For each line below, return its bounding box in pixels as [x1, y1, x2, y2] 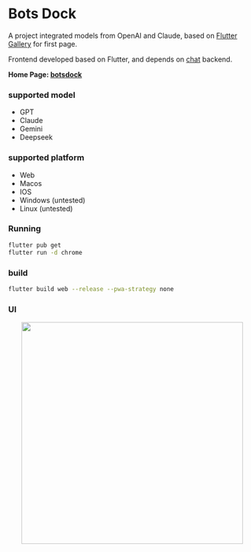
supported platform [8, 152, 85, 163]
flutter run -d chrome [8, 248, 83, 256]
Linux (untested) [19, 203, 73, 213]
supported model [8, 89, 76, 100]
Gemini [19, 124, 43, 134]
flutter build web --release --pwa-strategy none [8, 285, 175, 293]
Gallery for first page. [8, 39, 78, 48]
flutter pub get [8, 241, 61, 249]
